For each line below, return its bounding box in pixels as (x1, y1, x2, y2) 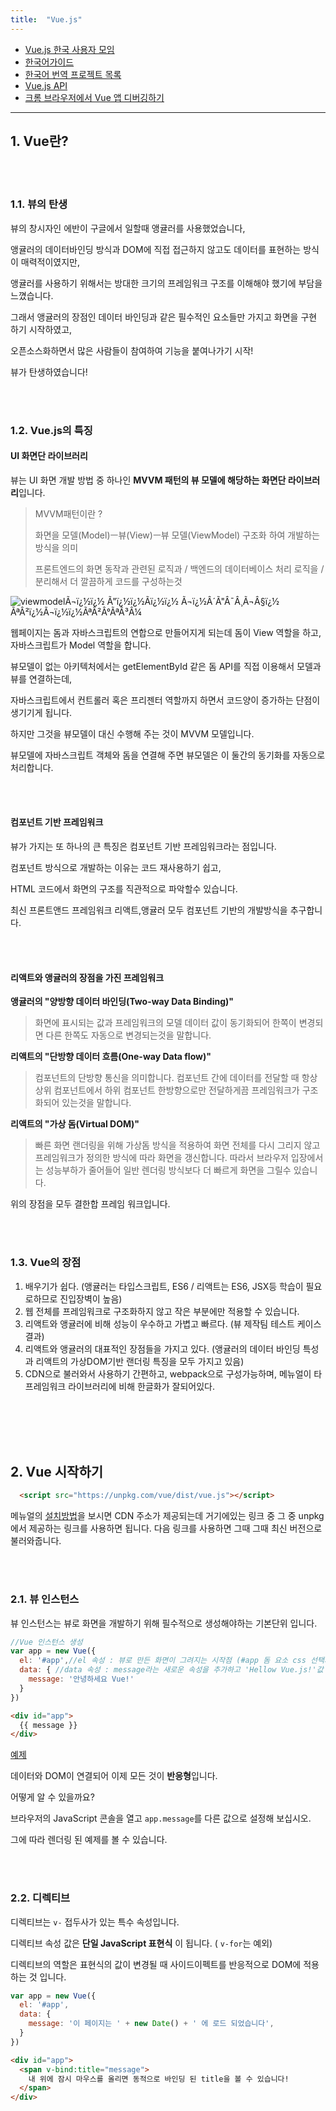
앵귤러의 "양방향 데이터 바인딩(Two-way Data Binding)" (10, 996, 235, 1008)
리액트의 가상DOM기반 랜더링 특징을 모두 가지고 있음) (35, 1355, 245, 1367)
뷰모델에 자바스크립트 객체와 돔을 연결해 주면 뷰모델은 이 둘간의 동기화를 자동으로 (10, 749, 326, 761)
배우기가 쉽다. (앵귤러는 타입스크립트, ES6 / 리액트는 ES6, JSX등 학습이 (24, 1280, 304, 1292)
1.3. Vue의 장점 (10, 1256, 82, 1270)
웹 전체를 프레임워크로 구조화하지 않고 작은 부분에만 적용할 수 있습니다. (24, 1305, 300, 1317)
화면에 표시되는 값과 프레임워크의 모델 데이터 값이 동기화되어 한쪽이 (34, 1017, 297, 1029)
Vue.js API (24, 79, 68, 91)
